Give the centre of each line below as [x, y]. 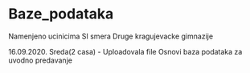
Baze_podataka [61, 14]
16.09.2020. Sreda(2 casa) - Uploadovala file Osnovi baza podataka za [125, 51]
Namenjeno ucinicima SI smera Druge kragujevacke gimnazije [111, 36]
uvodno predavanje [40, 60]
